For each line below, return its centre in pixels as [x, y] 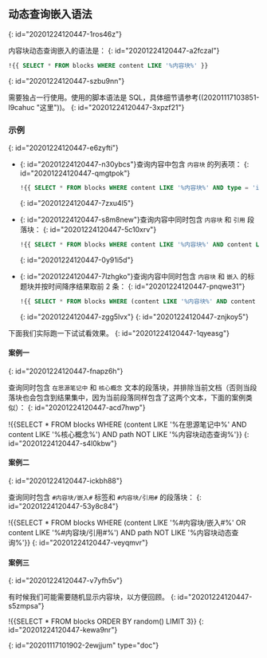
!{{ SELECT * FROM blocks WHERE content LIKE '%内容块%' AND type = [134, 187]
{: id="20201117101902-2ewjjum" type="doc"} [84, 645]
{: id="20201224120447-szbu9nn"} [67, 81]
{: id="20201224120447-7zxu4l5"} [77, 203]
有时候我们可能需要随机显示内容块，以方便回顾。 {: [92, 597]
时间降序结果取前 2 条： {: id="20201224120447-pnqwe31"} [146, 286]
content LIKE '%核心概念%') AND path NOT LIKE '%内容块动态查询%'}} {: [129, 434]
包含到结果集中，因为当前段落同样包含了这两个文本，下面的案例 [140, 397]
